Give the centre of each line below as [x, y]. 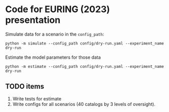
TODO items [25, 86]
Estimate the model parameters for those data [53, 57]
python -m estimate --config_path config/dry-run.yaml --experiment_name [85, 66]
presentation [33, 20]
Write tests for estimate [37, 99]
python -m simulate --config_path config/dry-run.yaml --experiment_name [85, 43]
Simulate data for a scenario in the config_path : [55, 34]
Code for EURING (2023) [58, 9]
